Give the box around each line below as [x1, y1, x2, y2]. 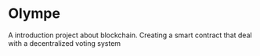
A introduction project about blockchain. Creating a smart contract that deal [8, 30, 252, 40]
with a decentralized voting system [8, 38, 121, 47]
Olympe [8, 5, 61, 23]
